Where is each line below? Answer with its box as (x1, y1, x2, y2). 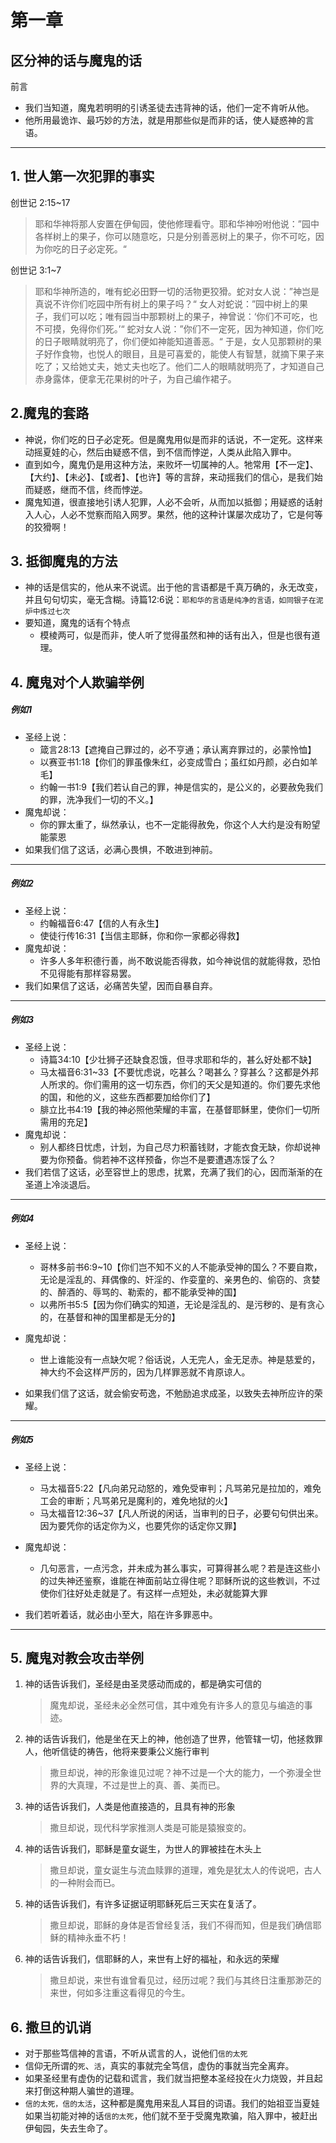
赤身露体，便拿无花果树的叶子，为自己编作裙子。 (34, 372, 237, 385)
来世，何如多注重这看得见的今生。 (49, 1987, 191, 1999)
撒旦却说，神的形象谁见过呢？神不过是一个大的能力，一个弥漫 (49, 1767, 305, 1779)
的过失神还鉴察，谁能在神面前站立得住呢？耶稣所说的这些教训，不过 (39, 1574, 321, 1586)
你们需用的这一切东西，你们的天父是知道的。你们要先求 (83, 1078, 312, 1090)
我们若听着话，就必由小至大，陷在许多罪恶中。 (24, 1608, 218, 1620)
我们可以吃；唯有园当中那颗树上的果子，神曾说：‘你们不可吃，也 (52, 310, 318, 322)
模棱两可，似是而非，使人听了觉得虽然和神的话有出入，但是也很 (39, 629, 303, 641)
